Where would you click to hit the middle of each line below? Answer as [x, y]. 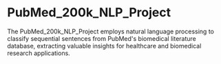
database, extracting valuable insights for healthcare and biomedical [104, 46]
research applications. [39, 53]
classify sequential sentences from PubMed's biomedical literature [102, 38]
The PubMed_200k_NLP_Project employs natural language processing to [111, 31]
